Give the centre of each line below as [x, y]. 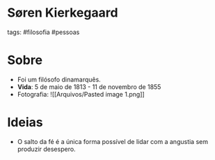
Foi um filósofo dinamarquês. [59, 79]
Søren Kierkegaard [63, 13]
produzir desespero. [46, 149]
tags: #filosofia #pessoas [43, 32]
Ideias [25, 122]
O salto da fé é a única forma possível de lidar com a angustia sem [113, 141]
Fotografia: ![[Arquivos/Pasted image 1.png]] [81, 94]
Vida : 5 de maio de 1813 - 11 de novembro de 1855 [89, 87]
